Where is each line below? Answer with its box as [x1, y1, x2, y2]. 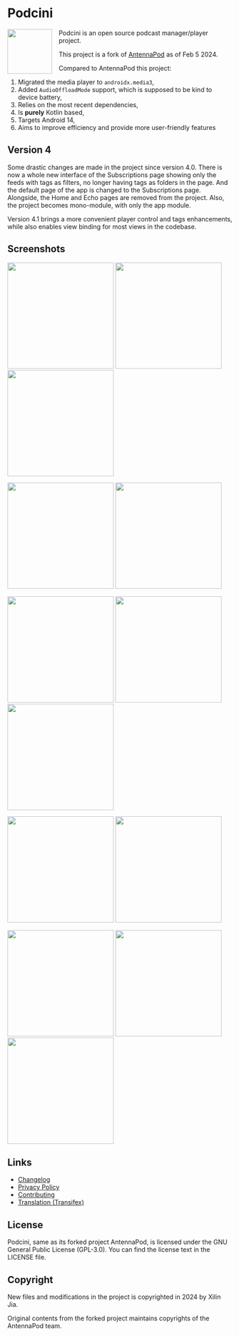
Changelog [17, 1175, 51, 1184]
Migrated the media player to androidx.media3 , [17, 77, 155, 86]
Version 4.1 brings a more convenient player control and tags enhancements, [7, 214, 233, 223]
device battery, [17, 93, 63, 101]
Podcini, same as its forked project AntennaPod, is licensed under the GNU [7, 1237, 228, 1247]
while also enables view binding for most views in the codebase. [7, 222, 197, 231]
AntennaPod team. [7, 1322, 62, 1330]
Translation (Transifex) [17, 1198, 84, 1207]
